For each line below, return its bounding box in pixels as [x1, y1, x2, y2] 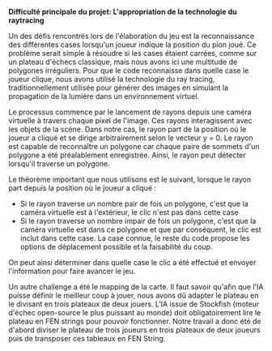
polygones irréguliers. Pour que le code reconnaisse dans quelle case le [8, 66, 249, 75]
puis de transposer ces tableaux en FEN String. [8, 334, 166, 343]
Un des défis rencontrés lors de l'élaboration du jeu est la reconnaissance [8, 32, 255, 41]
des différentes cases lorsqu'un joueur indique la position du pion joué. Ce [8, 40, 257, 49]
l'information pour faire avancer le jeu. [8, 267, 136, 276]
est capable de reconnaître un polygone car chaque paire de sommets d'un [8, 142, 260, 151]
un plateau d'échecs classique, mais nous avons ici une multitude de [8, 57, 238, 66]
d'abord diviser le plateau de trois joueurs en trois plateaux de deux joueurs [8, 325, 261, 335]
